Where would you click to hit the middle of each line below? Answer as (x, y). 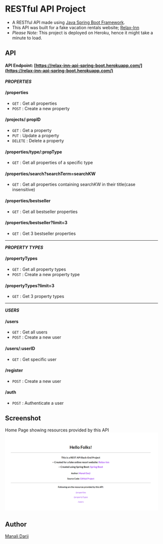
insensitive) (24, 190)
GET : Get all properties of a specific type (52, 163)
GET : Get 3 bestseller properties (44, 233)
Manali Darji (17, 536)
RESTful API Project (45, 9)
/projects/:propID (23, 119)
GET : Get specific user (34, 359)
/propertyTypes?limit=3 (30, 285)
